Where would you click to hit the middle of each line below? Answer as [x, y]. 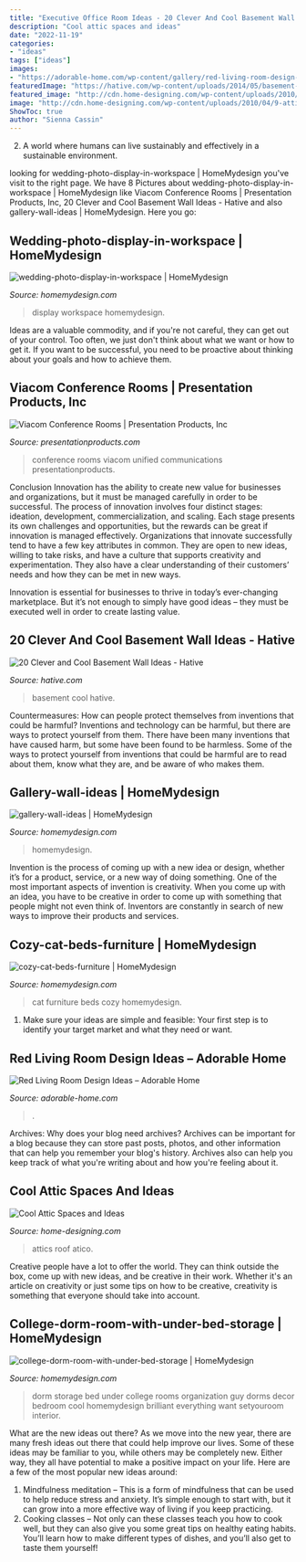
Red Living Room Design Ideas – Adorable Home [148, 1058]
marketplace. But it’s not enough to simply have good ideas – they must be [149, 602]
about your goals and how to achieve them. [91, 359]
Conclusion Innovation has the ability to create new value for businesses [145, 487]
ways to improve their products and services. [94, 916]
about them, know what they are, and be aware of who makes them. [137, 764]
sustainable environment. [70, 155]
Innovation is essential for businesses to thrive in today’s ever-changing [144, 592]
